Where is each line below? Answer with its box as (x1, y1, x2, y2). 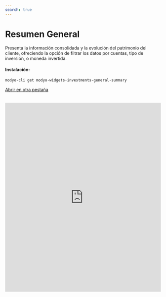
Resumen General (5, 28, 80, 40)
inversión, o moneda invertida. (5, 55, 67, 61)
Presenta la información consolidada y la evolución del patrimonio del (5, 45, 147, 51)
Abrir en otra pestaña (5, 86, 48, 92)
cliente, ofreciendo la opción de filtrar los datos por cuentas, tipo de (5, 50, 144, 56)
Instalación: (5, 67, 30, 73)
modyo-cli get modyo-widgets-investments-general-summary (5, 78, 127, 83)
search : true (5, 7, 32, 12)
